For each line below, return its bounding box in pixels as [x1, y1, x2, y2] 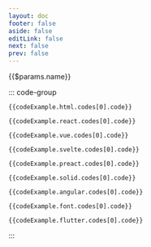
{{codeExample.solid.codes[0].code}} [8, 174, 136, 182]
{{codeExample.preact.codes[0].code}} [8, 160, 140, 168]
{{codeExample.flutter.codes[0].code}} [8, 216, 144, 224]
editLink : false [8, 34, 63, 43]
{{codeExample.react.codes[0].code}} [8, 117, 136, 126]
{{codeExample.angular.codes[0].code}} [8, 188, 144, 196]
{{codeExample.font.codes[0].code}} [8, 202, 132, 211]
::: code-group [8, 87, 57, 97]
